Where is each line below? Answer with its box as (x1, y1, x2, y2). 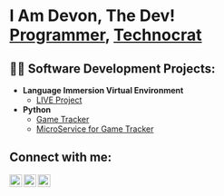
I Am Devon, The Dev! (9, 5, 176, 26)
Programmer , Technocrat (9, 24, 202, 45)
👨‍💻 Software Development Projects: (9, 61, 216, 76)
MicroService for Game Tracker (35, 123, 154, 134)
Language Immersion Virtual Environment (22, 85, 184, 95)
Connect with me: (9, 150, 112, 165)
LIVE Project (35, 94, 83, 105)
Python (22, 104, 52, 114)
